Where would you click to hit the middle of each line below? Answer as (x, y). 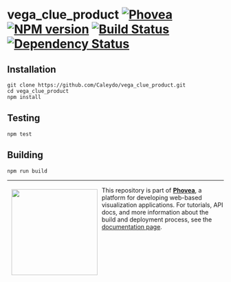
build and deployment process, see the (157, 219)
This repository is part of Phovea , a (152, 190)
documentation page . (132, 226)
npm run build (27, 171)
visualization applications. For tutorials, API (163, 205)
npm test (20, 134)
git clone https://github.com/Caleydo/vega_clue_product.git (97, 85)
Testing (24, 118)
